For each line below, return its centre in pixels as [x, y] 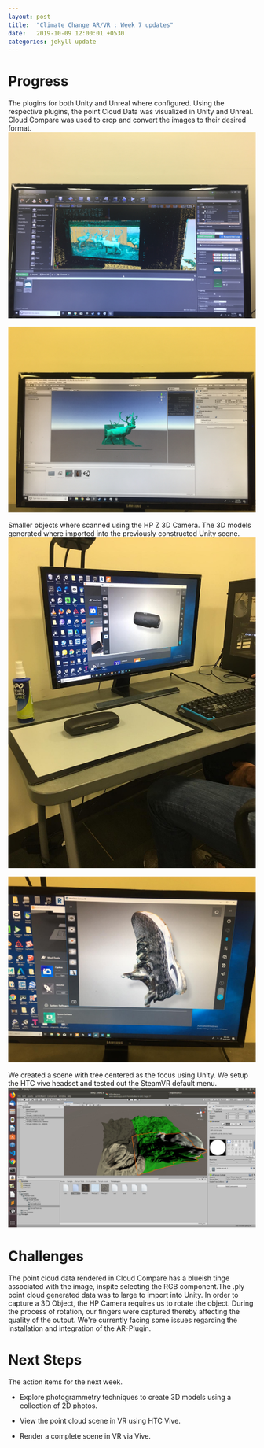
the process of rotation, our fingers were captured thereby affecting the [124, 1311]
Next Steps [45, 1359]
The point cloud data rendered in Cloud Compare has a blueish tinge [119, 1278]
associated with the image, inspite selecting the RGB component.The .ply [126, 1286]
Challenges [46, 1256]
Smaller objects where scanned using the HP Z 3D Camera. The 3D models [130, 525]
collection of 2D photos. [59, 1406]
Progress [38, 81]
